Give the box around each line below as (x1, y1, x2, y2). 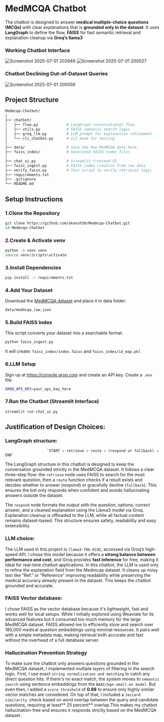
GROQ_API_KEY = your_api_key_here (5, 386, 71, 392)
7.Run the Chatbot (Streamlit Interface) (5, 398, 99, 405)
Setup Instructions (5, 195, 63, 203)
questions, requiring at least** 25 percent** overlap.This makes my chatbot (5, 702, 158, 708)
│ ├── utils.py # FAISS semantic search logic (5, 127, 131, 132)
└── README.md (5, 182, 34, 186)
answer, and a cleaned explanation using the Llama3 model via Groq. (5, 507, 144, 513)
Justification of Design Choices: (5, 422, 106, 431)
